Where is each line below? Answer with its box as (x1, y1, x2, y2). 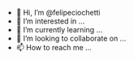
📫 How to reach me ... (15, 43, 92, 52)
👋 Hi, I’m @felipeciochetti (15, 8, 101, 17)
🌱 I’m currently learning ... (15, 25, 103, 34)
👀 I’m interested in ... (15, 16, 85, 26)
